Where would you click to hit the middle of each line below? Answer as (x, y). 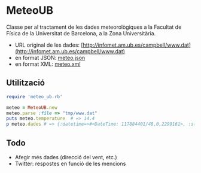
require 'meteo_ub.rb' (34, 96)
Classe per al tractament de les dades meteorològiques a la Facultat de (94, 27)
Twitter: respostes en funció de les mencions (70, 163)
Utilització (25, 83)
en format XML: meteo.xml (48, 64)
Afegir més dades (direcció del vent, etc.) (66, 157)
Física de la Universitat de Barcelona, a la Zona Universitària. (81, 33)
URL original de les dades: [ (49, 45)
